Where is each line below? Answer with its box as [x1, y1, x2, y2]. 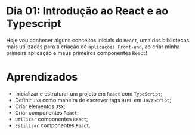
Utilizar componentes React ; [14, 115, 88, 122]
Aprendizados [6, 70, 78, 84]
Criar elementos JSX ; [14, 103, 66, 110]
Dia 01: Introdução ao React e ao [6, 4, 169, 18]
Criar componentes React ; [14, 109, 79, 116]
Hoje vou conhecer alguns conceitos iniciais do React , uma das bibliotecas [6, 36, 190, 44]
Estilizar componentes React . [14, 121, 91, 129]
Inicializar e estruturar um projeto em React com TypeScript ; [14, 90, 163, 97]
